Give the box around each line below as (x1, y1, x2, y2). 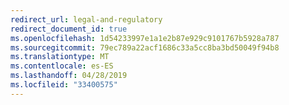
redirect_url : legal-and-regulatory (10, 14, 163, 25)
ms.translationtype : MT (10, 52, 110, 62)
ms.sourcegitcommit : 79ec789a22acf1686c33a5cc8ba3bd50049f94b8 (10, 42, 280, 53)
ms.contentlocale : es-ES (10, 61, 114, 71)
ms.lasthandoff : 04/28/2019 (10, 71, 128, 81)
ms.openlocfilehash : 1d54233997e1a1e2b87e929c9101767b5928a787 (10, 33, 280, 43)
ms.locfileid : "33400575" (10, 80, 118, 90)
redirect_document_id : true (10, 24, 128, 34)
